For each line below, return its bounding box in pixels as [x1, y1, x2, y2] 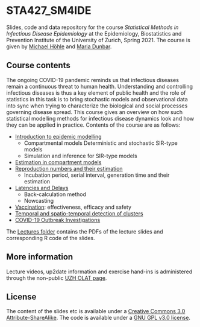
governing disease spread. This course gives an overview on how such [6, 108, 183, 115]
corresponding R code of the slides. [6, 234, 95, 241]
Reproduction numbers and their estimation [14, 165, 123, 172]
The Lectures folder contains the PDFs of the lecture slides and [6, 227, 164, 235]
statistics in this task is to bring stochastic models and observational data [6, 95, 188, 103]
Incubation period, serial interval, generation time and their [23, 171, 170, 179]
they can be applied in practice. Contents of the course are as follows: [6, 121, 181, 129]
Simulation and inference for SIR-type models [23, 152, 137, 159]
